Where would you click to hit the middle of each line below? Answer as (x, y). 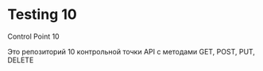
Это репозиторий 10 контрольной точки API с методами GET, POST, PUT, (131, 51)
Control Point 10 (34, 36)
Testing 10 (42, 15)
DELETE (21, 60)
